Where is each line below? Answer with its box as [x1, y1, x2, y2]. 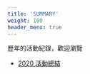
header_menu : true [7, 23, 62, 31]
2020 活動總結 [17, 59, 61, 68]
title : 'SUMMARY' [7, 10, 59, 18]
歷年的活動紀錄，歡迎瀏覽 [7, 44, 83, 53]
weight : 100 [7, 17, 43, 24]
